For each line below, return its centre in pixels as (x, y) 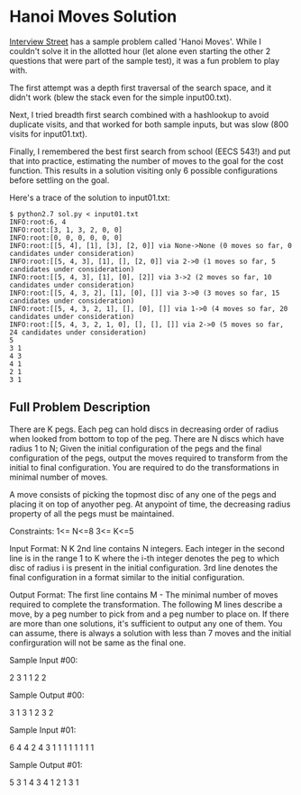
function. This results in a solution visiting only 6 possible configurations (143, 170)
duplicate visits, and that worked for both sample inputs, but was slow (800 (149, 124)
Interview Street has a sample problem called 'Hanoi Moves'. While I (135, 41)
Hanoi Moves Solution (93, 17)
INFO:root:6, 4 (38, 222)
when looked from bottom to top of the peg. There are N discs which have (147, 438)
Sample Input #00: (44, 660)
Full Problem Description (80, 407)
